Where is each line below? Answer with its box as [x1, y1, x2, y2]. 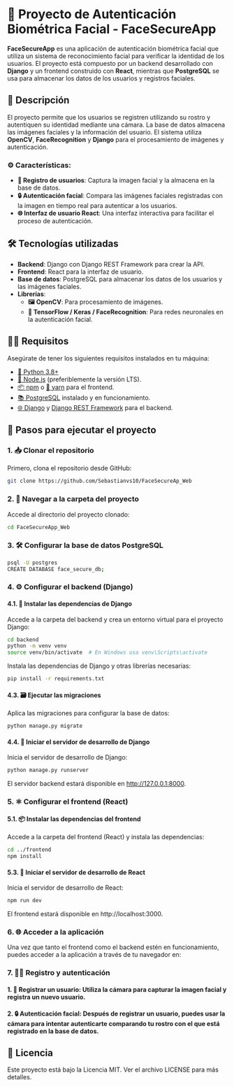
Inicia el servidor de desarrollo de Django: [7, 753, 128, 762]
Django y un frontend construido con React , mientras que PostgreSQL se [7, 66, 220, 75]
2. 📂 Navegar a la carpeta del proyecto [7, 494, 140, 504]
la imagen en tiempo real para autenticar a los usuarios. [17, 202, 177, 210]
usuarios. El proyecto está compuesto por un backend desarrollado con [7, 59, 213, 67]
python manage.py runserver [7, 766, 89, 774]
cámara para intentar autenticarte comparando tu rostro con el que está [7, 1019, 220, 1028]
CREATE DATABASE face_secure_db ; [7, 566, 105, 573]
